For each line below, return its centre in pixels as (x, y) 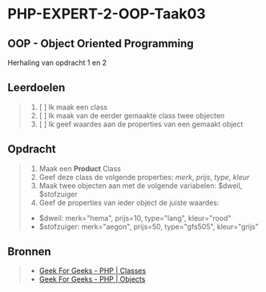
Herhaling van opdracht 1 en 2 (57, 62)
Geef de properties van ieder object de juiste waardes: (129, 202)
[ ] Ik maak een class (73, 107)
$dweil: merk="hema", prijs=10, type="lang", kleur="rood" (135, 218)
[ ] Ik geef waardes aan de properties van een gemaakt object (141, 124)
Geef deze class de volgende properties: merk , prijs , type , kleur (144, 177)
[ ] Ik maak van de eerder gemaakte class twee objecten (132, 115)
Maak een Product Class (80, 168)
